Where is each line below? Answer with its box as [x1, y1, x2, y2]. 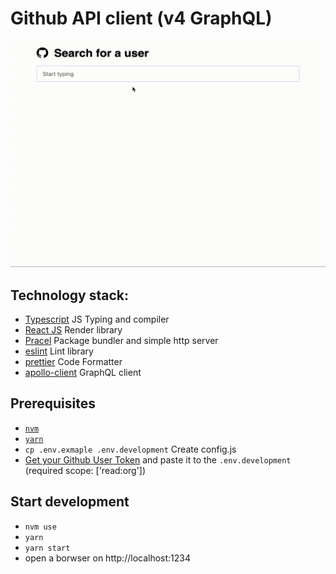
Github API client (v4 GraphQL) [10, 7, 273, 30]
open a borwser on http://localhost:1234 [24, 552, 192, 564]
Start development [10, 493, 130, 511]
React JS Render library [24, 324, 123, 336]
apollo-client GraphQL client [24, 367, 142, 378]
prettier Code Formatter [24, 356, 123, 367]
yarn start [24, 543, 71, 553]
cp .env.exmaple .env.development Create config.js [24, 443, 237, 455]
